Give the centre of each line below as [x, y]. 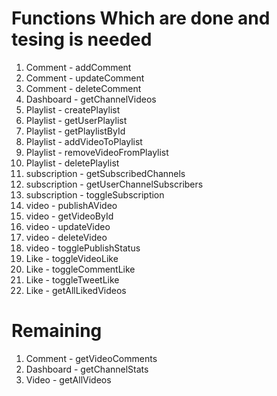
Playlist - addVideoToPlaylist [84, 141]
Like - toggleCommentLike [80, 269]
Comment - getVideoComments [91, 358]
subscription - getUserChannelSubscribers [114, 184]
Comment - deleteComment [83, 88]
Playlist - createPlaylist [73, 109]
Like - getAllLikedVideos [76, 290]
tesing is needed [82, 39]
